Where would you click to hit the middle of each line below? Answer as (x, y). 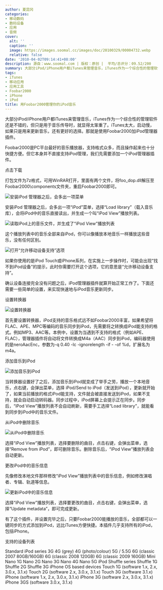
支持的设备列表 (20, 541)
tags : (10, 73)
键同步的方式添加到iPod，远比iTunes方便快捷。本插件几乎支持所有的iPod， (80, 525)
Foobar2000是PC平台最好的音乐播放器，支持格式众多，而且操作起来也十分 (80, 147)
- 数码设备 (15, 23)
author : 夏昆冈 (19, 9)
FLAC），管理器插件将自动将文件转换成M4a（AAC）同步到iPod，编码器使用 (80, 338)
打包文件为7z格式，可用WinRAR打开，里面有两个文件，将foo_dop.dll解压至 (80, 180)
